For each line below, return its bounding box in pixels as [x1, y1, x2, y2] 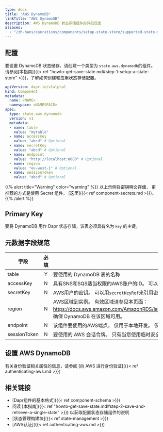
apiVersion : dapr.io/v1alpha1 [5, 84, 66, 89]
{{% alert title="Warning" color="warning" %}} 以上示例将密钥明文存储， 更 [5, 184, 156, 190]
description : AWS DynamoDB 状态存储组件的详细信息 [5, 20, 101, 26]
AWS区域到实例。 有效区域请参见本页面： [53, 298, 148, 305]
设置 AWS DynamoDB [5, 349, 71, 357]
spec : [5, 107, 16, 112]
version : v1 [9, 116, 34, 121]
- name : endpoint [9, 152, 45, 157]
